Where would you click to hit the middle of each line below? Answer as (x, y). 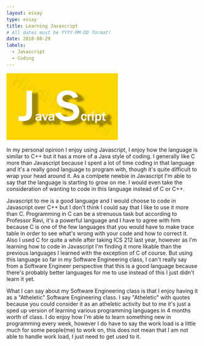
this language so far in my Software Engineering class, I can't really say (97, 259)
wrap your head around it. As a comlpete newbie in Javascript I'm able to (99, 175)
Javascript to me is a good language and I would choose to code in (91, 201)
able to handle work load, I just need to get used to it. (74, 336)
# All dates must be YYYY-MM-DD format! (59, 33)
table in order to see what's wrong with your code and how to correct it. (97, 233)
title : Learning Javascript (42, 26)
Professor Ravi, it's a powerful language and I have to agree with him (93, 220)
